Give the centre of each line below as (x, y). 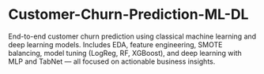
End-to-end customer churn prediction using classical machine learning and (132, 36)
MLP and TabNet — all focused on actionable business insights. (112, 61)
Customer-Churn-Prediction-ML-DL (128, 15)
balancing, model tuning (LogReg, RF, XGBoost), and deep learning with (125, 53)
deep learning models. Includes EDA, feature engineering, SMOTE (115, 44)
